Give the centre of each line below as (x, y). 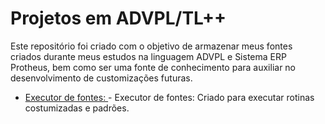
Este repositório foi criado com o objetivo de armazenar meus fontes (151, 46)
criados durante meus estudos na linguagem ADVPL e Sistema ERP (148, 56)
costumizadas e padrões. (77, 108)
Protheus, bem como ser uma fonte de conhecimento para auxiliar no (153, 67)
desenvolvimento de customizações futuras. (101, 78)
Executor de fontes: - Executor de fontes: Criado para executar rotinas (169, 97)
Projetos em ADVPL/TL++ (118, 18)
